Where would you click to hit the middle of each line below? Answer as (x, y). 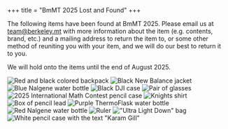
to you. (17, 53)
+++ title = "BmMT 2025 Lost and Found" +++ (74, 10)
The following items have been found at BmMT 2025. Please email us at (111, 23)
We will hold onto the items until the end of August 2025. (89, 67)
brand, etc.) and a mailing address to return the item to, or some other (108, 39)
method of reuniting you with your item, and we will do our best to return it (114, 46)
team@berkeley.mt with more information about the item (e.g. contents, (110, 31)
